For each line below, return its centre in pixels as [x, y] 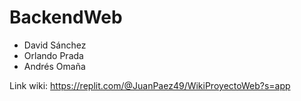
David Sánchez [55, 45]
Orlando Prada [53, 55]
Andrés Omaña [54, 66]
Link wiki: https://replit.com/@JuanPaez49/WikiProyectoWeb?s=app [150, 85]
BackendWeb [66, 17]
